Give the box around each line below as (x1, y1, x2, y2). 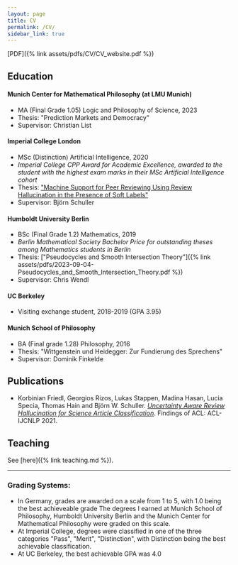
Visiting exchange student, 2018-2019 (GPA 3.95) (17, 307, 161, 316)
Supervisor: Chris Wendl (17, 275, 89, 284)
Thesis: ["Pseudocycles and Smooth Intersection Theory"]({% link (17, 253, 211, 261)
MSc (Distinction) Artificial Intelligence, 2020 (17, 153, 149, 162)
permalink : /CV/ (7, 23, 55, 31)
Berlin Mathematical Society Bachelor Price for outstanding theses (17, 238, 213, 246)
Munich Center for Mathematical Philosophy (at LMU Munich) (7, 90, 193, 99)
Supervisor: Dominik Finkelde (17, 354, 104, 363)
